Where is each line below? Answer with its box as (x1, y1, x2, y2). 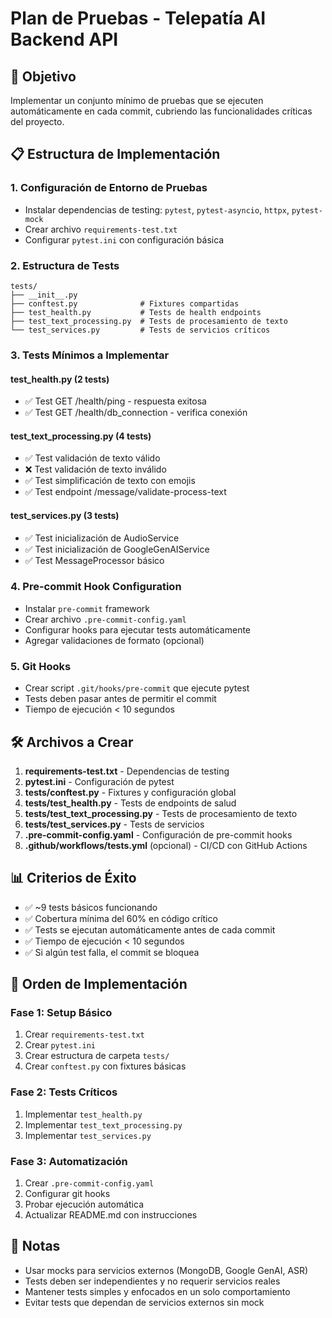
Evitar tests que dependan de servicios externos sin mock (24, 1296, 265, 1308)
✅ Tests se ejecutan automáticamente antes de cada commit (24, 923, 276, 936)
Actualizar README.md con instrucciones (24, 1209, 198, 1221)
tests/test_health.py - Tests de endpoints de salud (24, 797, 237, 809)
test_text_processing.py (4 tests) (10, 430, 152, 442)
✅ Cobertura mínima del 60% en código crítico (24, 912, 218, 924)
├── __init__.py (10, 290, 78, 300)
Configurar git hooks (24, 1188, 111, 1200)
